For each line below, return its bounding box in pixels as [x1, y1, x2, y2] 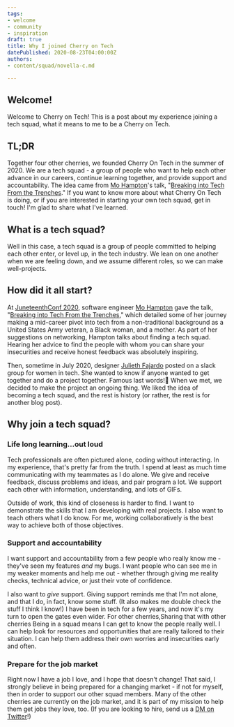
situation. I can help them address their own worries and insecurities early [7, 634, 219, 642]
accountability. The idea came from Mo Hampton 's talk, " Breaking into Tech [7, 181, 225, 189]
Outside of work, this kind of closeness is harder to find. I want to [7, 499, 195, 507]
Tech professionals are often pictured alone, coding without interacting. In [7, 455, 219, 464]
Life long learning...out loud [7, 439, 103, 449]
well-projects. [7, 265, 47, 273]
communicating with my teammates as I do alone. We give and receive [7, 470, 210, 478]
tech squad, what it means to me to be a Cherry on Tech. [7, 120, 171, 128]
